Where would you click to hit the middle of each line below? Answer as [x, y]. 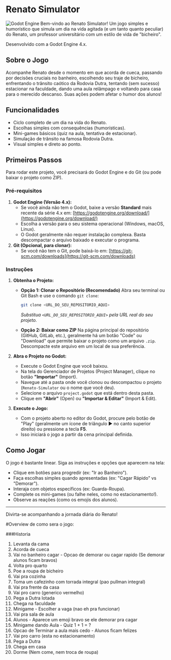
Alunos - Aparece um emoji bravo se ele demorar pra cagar [75, 619]
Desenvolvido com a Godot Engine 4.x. [46, 44]
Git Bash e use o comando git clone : [60, 295]
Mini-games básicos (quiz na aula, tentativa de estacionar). [75, 133]
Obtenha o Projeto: [33, 280]
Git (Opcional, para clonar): [42, 245]
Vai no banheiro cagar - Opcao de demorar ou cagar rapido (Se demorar [89, 555]
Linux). [28, 229]
